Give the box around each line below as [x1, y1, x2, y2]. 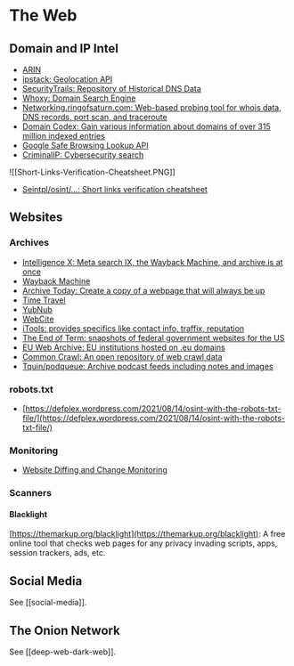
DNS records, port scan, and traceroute [21, 112, 167, 122]
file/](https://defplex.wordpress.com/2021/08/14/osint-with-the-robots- [21, 412, 286, 423]
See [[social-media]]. [9, 597, 87, 608]
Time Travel [21, 295, 66, 305]
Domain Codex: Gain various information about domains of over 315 [21, 121, 272, 132]
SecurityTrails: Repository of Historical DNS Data [21, 84, 202, 93]
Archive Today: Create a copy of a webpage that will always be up [21, 285, 265, 296]
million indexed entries [21, 131, 105, 141]
